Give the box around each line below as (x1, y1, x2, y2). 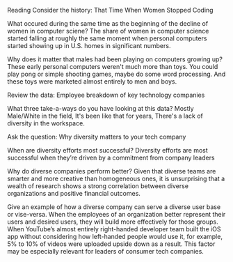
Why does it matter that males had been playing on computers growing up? (7, 55, 223, 63)
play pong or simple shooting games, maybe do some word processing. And (7, 70, 226, 78)
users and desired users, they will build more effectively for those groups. (7, 217, 218, 226)
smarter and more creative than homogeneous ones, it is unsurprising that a (7, 174, 225, 183)
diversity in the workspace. (7, 119, 85, 128)
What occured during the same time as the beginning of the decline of (7, 20, 209, 27)
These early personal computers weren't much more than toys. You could (7, 63, 218, 70)
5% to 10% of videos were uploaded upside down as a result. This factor (7, 240, 216, 248)
